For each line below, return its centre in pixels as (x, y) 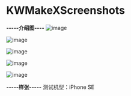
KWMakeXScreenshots (65, 10)
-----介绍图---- (25, 28)
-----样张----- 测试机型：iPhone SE (50, 87)
